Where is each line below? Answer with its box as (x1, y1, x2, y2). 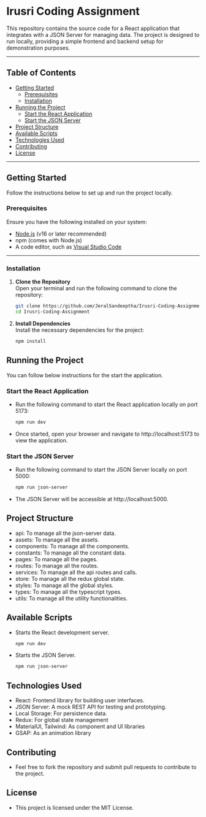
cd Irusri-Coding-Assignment (15, 309, 90, 315)
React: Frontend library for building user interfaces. (15, 697, 145, 704)
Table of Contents (6, 67, 77, 78)
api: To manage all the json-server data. (15, 529, 116, 537)
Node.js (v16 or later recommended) (15, 230, 107, 237)
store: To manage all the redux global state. (15, 575, 125, 582)
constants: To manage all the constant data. (15, 549, 126, 556)
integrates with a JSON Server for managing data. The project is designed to (6, 31, 200, 38)
